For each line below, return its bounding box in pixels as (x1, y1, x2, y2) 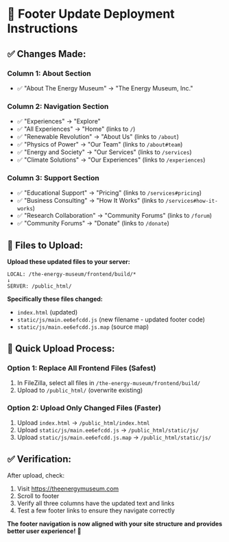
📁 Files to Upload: (7, 239, 84, 251)
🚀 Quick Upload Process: (7, 343, 115, 354)
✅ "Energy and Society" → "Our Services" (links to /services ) (16, 148, 192, 156)
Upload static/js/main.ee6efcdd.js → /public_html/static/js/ (16, 426, 200, 434)
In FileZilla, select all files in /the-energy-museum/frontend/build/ (16, 378, 201, 386)
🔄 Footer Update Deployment (7, 6, 175, 22)
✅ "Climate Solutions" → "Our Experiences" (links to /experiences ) (16, 156, 206, 164)
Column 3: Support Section (7, 173, 99, 183)
